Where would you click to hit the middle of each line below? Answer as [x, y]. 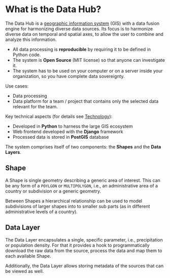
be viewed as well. [25, 271]
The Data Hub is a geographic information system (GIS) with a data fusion [82, 23]
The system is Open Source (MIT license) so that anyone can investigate [89, 60]
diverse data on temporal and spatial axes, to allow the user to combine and [84, 34]
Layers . [13, 152]
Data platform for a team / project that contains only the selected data [86, 101]
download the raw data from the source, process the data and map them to [84, 250]
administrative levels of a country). [41, 212]
